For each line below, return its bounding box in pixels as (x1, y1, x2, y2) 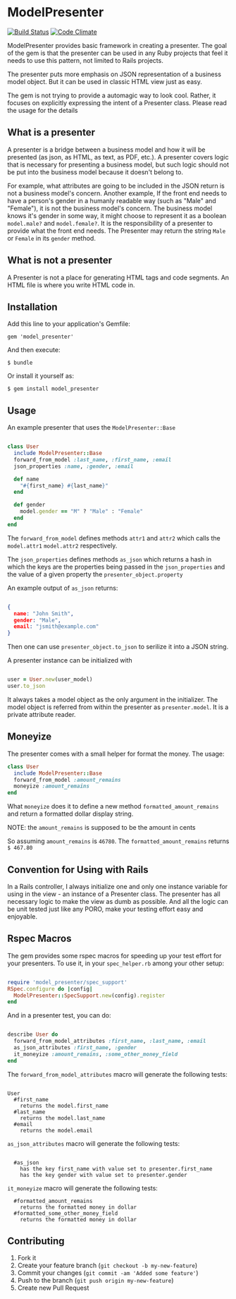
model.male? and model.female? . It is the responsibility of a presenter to (7, 219, 213, 227)
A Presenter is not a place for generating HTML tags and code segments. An (7, 273, 230, 282)
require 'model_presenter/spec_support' (7, 979, 128, 986)
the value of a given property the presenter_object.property (7, 569, 183, 579)
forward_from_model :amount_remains (13, 776, 121, 783)
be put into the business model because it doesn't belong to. (7, 167, 184, 176)
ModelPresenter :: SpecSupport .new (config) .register (13, 992, 166, 999)
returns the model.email (20, 1127, 93, 1134)
